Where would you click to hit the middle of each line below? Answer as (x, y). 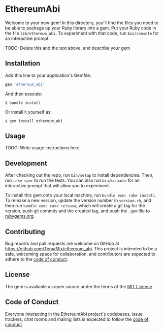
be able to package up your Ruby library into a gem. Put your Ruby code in (81, 28)
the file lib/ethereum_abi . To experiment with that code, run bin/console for (82, 33)
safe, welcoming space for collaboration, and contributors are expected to (81, 254)
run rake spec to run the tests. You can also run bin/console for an (72, 180)
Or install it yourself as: (28, 112)
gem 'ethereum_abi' (25, 84)
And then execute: (24, 94)
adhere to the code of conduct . (37, 259)
